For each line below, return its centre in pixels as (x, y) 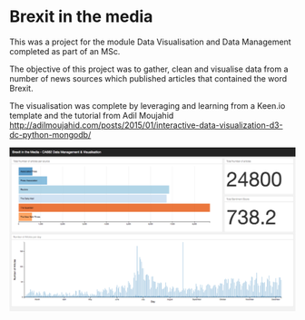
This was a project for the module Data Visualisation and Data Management (151, 42)
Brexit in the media (81, 17)
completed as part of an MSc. (65, 51)
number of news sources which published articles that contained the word (148, 78)
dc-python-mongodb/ (50, 134)
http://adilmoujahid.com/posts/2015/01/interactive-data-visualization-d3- (146, 125)
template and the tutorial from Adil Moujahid (92, 115)
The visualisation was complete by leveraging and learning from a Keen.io (148, 105)
